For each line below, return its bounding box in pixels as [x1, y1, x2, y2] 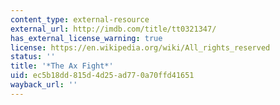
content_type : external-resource [10, 14, 150, 25]
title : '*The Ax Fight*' [10, 61, 114, 71]
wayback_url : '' [10, 80, 78, 90]
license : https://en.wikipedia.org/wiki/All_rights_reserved [10, 42, 271, 53]
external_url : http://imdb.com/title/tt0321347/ [10, 24, 217, 34]
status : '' [10, 52, 56, 62]
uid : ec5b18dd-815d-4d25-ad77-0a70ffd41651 [10, 71, 195, 81]
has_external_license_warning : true [10, 33, 163, 43]
